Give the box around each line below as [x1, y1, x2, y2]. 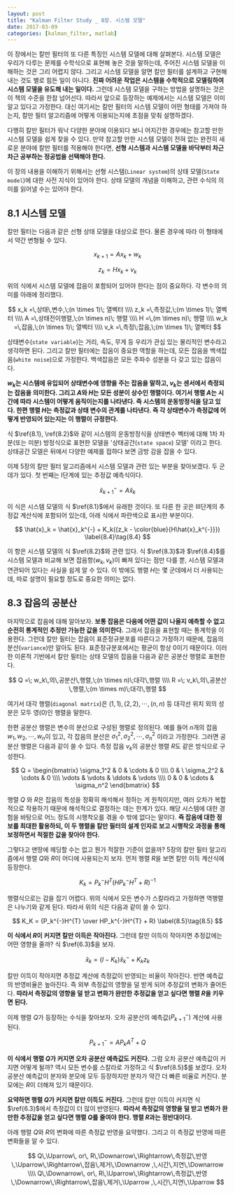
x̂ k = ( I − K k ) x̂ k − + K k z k [85, 954, 150, 965]
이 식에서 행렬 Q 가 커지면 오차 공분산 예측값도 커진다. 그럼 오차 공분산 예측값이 [7, 1054, 219, 1063]
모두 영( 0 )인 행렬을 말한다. [20, 708, 92, 716]
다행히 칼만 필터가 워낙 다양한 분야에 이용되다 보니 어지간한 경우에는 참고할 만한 [7, 126, 224, 135]
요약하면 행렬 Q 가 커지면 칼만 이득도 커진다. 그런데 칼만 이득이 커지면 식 [7, 1095, 201, 1104]
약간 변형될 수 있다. [14, 236, 67, 245]
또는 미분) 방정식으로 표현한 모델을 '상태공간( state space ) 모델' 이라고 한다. [15, 439, 222, 447]
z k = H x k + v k [98, 265, 137, 275]
